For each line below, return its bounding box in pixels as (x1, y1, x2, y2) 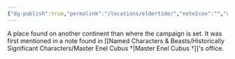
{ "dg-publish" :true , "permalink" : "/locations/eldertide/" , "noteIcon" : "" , (7, 10, 224, 17)
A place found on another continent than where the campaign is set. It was (7, 29, 222, 37)
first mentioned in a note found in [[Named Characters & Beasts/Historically (7, 36, 225, 45)
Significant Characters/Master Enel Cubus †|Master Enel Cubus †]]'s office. (7, 44, 224, 52)
